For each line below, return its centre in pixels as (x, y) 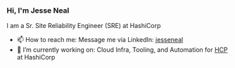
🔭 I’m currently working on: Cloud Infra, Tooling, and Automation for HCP (122, 50)
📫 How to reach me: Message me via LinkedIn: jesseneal (100, 40)
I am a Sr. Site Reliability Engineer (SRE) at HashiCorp (84, 26)
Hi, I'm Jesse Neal (38, 11)
